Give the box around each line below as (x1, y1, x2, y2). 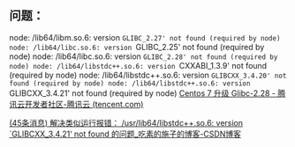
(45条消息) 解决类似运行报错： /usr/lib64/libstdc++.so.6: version (9, 117, 244, 128)
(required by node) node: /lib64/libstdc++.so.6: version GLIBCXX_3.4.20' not (9, 70, 287, 80)
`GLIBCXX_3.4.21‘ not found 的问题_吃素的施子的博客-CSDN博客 (9, 129, 241, 139)
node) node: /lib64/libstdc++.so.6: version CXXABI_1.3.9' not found (9, 60, 268, 70)
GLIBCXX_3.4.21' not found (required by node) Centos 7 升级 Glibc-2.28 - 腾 (9, 87, 286, 99)
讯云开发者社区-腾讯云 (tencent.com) (9, 99, 144, 109)
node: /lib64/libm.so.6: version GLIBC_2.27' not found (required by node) (9, 32, 281, 42)
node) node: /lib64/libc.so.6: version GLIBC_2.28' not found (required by (9, 51, 278, 62)
